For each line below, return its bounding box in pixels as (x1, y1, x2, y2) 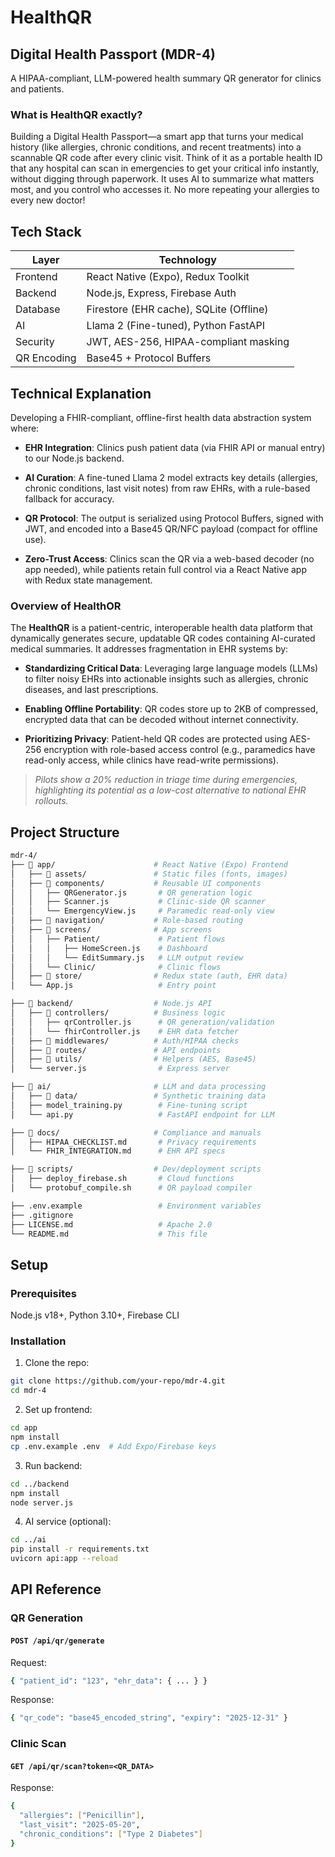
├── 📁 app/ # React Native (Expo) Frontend (10, 859, 288, 870)
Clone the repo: (24, 1357, 90, 1369)
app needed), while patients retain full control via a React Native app (24, 563, 307, 575)
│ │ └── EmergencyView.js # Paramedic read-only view (10, 906, 275, 916)
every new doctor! (10, 194, 86, 206)
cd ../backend (10, 1479, 70, 1489)
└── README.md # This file (10, 1229, 208, 1239)
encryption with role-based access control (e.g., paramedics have (43, 744, 316, 756)
